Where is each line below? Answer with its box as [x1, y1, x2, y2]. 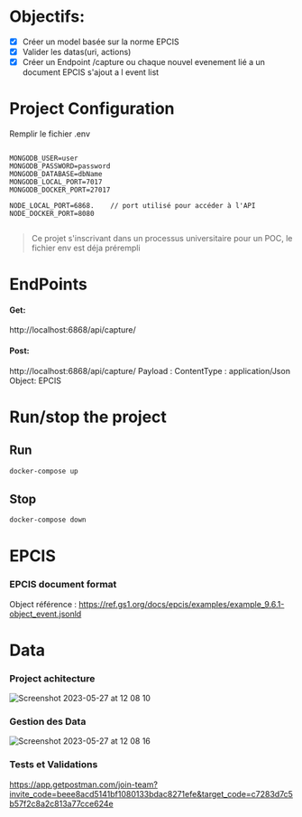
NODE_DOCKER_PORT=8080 [9, 210, 95, 219]
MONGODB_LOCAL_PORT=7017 [9, 178, 103, 187]
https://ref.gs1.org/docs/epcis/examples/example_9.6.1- [78, 598, 285, 609]
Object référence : [9, 598, 78, 609]
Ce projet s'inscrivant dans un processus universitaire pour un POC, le [31, 233, 293, 244]
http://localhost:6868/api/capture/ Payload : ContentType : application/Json [9, 365, 291, 376]
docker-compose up [9, 466, 78, 475]
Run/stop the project [9, 407, 167, 427]
